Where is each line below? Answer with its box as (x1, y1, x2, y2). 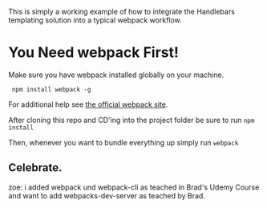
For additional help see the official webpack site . (8, 100, 168, 109)
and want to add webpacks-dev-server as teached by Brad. (8, 190, 206, 200)
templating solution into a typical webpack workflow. (8, 15, 182, 25)
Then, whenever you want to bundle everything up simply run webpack (8, 137, 239, 147)
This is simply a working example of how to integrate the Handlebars (8, 7, 235, 16)
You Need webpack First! (8, 43, 179, 62)
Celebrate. (8, 161, 63, 175)
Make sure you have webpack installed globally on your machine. (8, 70, 225, 80)
